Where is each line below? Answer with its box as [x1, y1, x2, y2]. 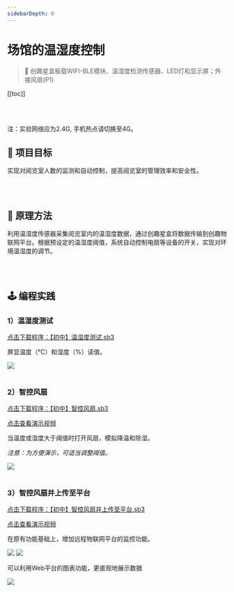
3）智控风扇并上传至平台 [7, 488, 91, 498]
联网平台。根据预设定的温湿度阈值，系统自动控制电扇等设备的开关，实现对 [7, 238, 221, 247]
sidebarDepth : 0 [7, 10, 54, 17]
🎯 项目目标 [7, 147, 52, 159]
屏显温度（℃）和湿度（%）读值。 [7, 347, 107, 355]
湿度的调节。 [19, 247, 56, 255]
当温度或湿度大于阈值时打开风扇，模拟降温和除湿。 [7, 434, 154, 442]
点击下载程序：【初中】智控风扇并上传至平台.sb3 [7, 505, 145, 513]
